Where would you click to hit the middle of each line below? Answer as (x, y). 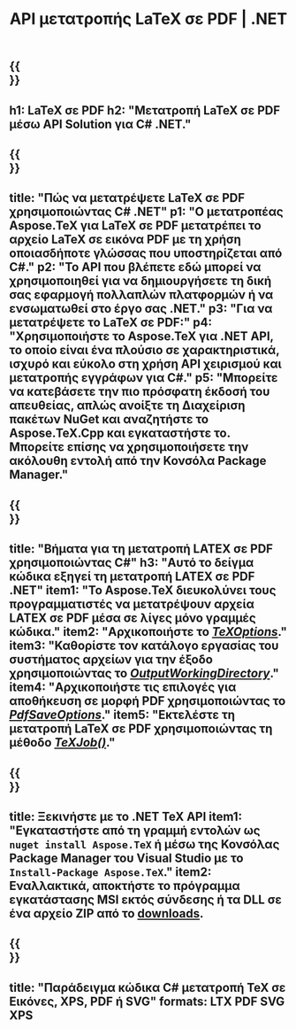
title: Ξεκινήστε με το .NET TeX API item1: (126, 816)
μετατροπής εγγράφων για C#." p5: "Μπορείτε (144, 378)
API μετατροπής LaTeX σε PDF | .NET (148, 19)
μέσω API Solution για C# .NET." (100, 124)
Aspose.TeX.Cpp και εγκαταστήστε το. (120, 433)
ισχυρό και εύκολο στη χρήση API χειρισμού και (145, 364)
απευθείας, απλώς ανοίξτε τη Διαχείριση (127, 406)
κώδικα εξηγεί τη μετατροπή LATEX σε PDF (132, 577)
